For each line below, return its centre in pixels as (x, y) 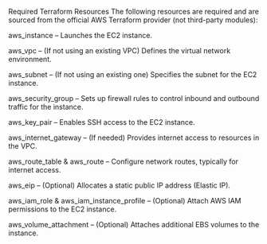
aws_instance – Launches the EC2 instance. (80, 35)
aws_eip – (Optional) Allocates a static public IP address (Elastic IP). (120, 185)
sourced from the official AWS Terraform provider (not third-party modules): (133, 20)
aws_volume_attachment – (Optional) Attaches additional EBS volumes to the (134, 225)
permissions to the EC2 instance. (63, 209)
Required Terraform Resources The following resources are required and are (133, 12)
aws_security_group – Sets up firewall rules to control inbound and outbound (134, 98)
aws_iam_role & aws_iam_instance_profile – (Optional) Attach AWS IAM (125, 201)
